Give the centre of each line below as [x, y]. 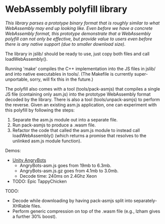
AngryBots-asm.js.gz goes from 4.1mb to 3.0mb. [69, 171]
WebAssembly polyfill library [66, 9]
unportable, [17, 79]
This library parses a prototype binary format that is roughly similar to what [82, 23]
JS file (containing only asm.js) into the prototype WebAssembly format [78, 94]
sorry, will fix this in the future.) [61, 79]
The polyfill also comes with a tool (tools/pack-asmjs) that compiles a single [82, 89]
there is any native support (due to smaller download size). [65, 44]
